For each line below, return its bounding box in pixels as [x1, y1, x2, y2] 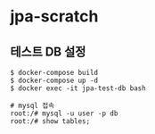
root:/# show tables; [10, 117, 91, 126]
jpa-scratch [10, 6, 99, 27]
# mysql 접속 [10, 101, 55, 110]
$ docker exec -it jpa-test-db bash [10, 84, 146, 93]
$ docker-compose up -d [10, 76, 99, 85]
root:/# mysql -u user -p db [10, 109, 118, 118]
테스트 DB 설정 [10, 44, 86, 59]
